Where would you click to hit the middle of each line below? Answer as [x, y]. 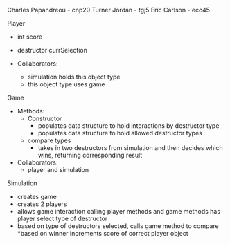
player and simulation [58, 170]
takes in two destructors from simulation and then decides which [130, 148]
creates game [37, 197]
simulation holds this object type [74, 77]
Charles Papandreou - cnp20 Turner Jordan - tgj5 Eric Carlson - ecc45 [108, 10]
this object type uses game [66, 84]
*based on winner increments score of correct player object [103, 233]
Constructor [45, 118]
